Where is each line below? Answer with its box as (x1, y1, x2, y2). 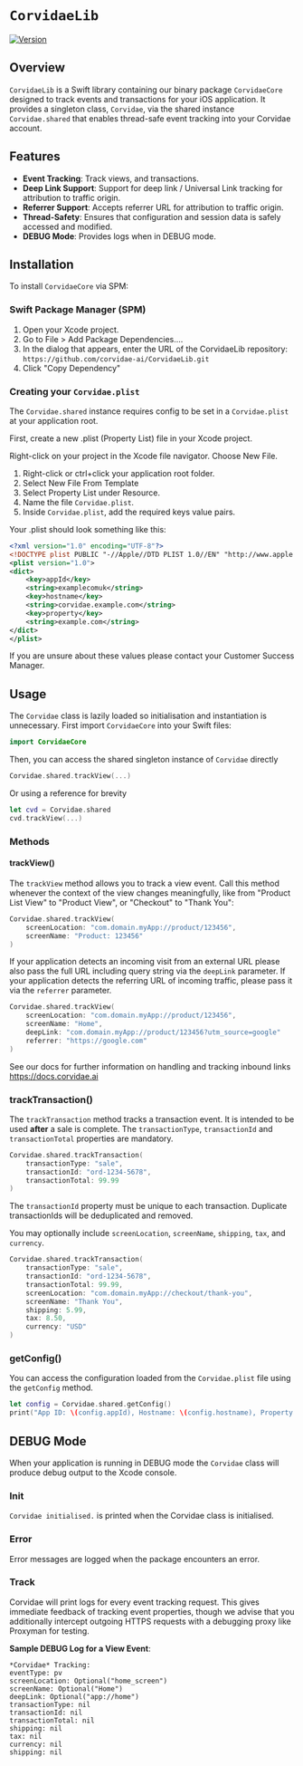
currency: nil (9, 1740, 63, 1749)
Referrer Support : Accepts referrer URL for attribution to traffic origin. (22, 202, 284, 213)
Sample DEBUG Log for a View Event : (9, 1643, 151, 1654)
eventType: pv (9, 1668, 63, 1677)
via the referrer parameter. (9, 985, 112, 996)
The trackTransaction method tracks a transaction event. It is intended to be (9, 1113, 295, 1125)
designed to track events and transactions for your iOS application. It (9, 93, 266, 104)
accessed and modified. (22, 221, 113, 232)
